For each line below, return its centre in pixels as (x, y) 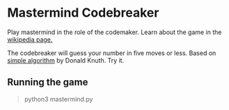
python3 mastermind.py (58, 99)
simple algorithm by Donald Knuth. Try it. (66, 60)
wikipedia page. (30, 39)
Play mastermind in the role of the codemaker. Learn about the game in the (114, 32)
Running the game (48, 82)
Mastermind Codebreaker (83, 13)
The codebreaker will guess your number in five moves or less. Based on (112, 53)
